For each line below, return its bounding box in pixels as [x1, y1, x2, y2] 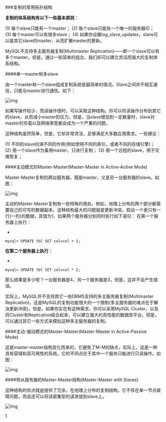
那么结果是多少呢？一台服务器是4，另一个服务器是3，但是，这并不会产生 [5, 277, 154, 283]
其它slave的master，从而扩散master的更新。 [13, 38, 105, 43]
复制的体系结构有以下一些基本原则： [5, 15, 79, 21]
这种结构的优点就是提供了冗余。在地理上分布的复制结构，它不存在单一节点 [5, 387, 157, 393]
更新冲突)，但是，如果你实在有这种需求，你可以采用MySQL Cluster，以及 [9, 306, 159, 311]
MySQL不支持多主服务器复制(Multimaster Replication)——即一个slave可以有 [5, 48, 160, 54]
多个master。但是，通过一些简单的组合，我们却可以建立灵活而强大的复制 [5, 54, 154, 60]
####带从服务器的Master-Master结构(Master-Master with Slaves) [5, 377, 139, 382]
